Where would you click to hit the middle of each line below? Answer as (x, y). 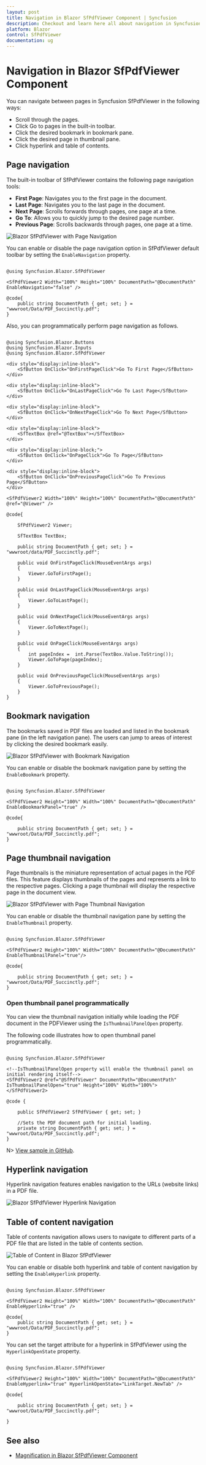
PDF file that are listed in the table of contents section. (75, 1243)
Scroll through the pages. (47, 119)
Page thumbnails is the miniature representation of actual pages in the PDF (101, 873)
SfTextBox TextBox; (42, 536)
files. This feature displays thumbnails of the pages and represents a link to (101, 879)
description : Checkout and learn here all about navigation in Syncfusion (104, 23)
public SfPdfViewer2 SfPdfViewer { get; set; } (79, 1112)
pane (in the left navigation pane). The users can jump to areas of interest (99, 737)
